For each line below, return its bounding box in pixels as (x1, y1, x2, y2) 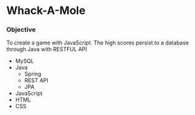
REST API (24, 77, 49, 84)
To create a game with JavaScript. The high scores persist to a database (6, 39, 189, 46)
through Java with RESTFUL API (6, 46, 87, 53)
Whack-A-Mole (6, 4, 86, 18)
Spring (24, 71, 42, 78)
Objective (6, 26, 36, 34)
